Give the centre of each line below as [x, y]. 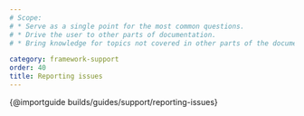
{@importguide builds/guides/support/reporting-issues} [114, 101]
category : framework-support [64, 60]
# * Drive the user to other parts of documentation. [113, 34]
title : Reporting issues [56, 77]
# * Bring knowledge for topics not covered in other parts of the [139, 43]
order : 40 [28, 68]
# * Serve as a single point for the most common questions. [127, 26]
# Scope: [26, 18]
